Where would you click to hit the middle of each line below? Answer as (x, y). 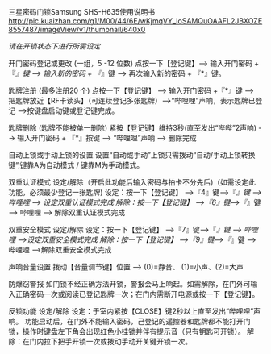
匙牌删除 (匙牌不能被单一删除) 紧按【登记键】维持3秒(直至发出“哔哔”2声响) (132, 128)
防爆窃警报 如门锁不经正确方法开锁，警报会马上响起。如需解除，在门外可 (129, 284)
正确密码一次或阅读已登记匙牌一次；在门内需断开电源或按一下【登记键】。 (137, 294)
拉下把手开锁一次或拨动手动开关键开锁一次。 (117, 342)
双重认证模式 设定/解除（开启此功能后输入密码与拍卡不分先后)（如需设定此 (132, 182)
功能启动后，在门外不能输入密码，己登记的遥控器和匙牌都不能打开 (133, 321)
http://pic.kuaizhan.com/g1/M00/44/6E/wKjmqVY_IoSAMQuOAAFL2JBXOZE (135, 21)
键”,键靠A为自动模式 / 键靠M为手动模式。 (76, 165)
